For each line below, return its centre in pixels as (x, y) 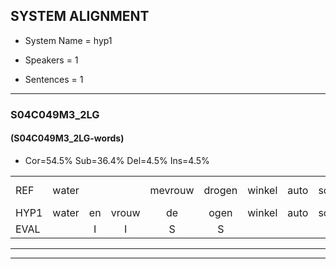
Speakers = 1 (51, 60)
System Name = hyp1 (68, 40)
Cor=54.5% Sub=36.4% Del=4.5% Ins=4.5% (117, 160)
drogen (220, 190)
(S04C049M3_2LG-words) (67, 138)
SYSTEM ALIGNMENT (80, 16)
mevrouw (172, 190)
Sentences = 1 (54, 79)
